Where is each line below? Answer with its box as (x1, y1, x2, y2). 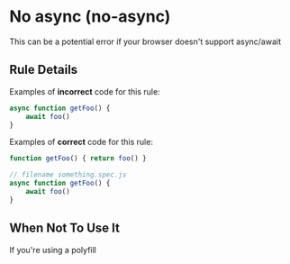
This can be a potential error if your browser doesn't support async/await (9, 36, 282, 47)
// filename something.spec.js (9, 170, 127, 179)
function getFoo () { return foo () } (9, 154, 147, 163)
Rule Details (9, 62, 78, 77)
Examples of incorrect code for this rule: (9, 86, 160, 96)
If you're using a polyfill (9, 244, 96, 255)
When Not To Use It (9, 221, 120, 236)
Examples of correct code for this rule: (9, 137, 153, 148)
